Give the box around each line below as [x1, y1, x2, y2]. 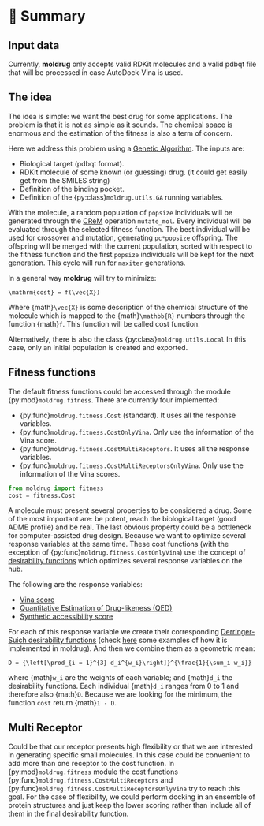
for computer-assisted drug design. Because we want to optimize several [8, 531, 247, 540]
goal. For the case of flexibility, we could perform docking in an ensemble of [8, 792, 256, 802]
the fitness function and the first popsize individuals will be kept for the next [8, 249, 255, 259]
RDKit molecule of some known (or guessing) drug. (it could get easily [19, 167, 248, 177]
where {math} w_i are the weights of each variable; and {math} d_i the [8, 673, 233, 682]
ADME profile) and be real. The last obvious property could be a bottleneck [8, 522, 252, 532]
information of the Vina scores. [19, 469, 121, 478]
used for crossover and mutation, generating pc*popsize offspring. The [8, 233, 238, 242]
